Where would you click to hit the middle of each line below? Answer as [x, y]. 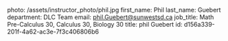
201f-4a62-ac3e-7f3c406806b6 [53, 31]
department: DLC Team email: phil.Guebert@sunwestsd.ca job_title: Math [111, 17]
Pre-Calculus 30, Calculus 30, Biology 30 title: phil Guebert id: [95, 24]
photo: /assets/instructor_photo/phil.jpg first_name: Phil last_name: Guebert [114, 10]
